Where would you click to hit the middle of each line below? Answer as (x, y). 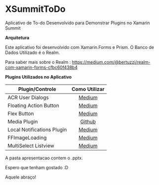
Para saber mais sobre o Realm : (38, 62)
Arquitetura (17, 38)
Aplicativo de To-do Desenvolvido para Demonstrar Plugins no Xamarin (78, 23)
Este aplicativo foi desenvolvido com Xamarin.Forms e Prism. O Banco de (80, 47)
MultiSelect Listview (31, 145)
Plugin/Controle (37, 89)
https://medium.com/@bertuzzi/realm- (111, 62)
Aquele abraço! (21, 177)
